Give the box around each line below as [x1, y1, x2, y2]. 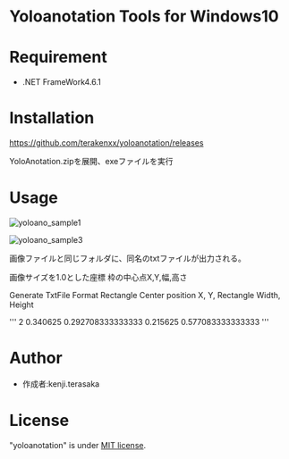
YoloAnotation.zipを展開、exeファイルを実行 [9, 156, 174, 167]
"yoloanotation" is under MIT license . [9, 439, 146, 450]
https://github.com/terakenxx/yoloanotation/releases [9, 138, 204, 148]
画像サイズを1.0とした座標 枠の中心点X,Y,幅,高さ [9, 272, 188, 282]
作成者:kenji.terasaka [21, 378, 100, 389]
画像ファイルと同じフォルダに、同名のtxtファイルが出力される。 [9, 253, 246, 263]
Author [9, 348, 63, 368]
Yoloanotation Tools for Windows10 [9, 6, 279, 27]
